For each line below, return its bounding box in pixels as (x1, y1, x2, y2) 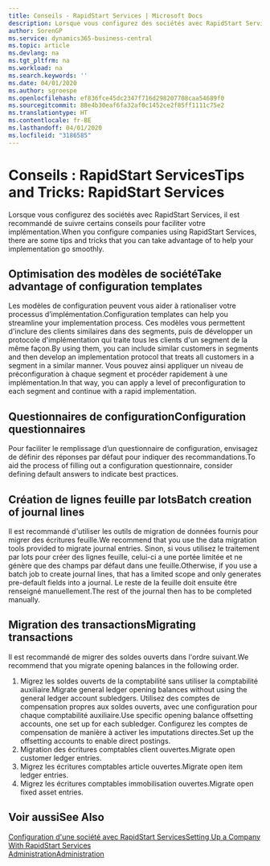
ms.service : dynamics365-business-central (8, 34, 153, 43)
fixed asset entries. (19, 787, 84, 797)
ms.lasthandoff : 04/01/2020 (8, 124, 103, 132)
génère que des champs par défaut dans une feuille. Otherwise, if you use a (8, 560, 258, 570)
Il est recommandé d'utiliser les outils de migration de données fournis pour (8, 527, 259, 536)
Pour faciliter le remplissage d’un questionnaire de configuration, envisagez (8, 444, 259, 454)
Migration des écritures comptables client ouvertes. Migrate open (19, 745, 235, 754)
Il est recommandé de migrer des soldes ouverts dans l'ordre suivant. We (8, 652, 249, 662)
